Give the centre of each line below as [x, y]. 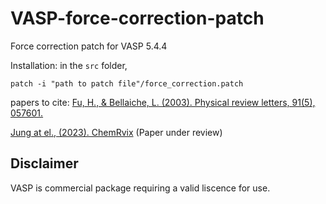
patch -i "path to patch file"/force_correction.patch [127, 83]
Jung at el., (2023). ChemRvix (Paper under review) [116, 132]
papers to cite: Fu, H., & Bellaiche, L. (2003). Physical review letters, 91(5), [163, 102]
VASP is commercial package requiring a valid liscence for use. [140, 188]
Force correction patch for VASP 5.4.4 [89, 46]
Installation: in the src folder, [69, 65]
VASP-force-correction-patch [137, 18]
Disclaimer [44, 163]
